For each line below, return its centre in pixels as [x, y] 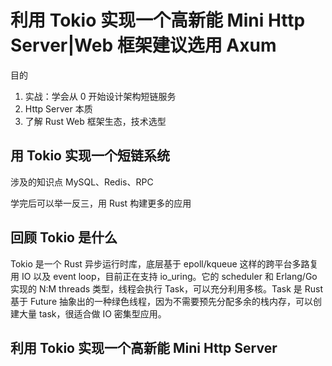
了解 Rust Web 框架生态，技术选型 [95, 121]
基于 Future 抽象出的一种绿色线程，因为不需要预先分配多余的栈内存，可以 [162, 301]
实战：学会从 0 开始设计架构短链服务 [100, 96]
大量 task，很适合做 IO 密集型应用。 [92, 313]
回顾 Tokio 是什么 [64, 237]
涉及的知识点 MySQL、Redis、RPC [82, 182]
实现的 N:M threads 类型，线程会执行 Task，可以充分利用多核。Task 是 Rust [167, 288]
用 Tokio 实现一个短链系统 [90, 156]
